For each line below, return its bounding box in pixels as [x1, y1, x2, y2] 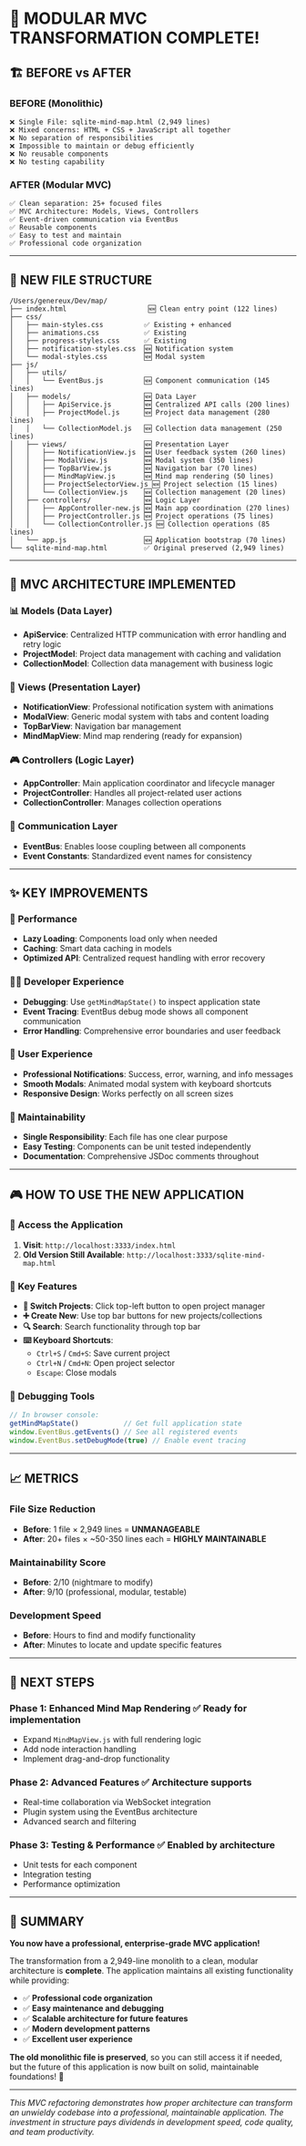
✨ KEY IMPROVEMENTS [9, 885, 148, 900]
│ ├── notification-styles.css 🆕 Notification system [9, 344, 234, 354]
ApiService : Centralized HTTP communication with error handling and [22, 629, 287, 640]
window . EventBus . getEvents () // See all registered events [9, 1428, 239, 1437]
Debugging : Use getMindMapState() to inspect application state [22, 996, 261, 1007]
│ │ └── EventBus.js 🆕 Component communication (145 [9, 375, 270, 385]
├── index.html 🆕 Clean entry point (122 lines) [9, 304, 279, 313]
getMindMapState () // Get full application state [9, 1419, 243, 1429]
